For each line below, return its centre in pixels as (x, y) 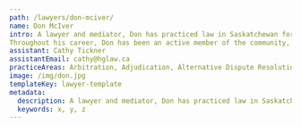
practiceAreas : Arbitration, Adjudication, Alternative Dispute (132, 68)
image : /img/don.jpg (48, 76)
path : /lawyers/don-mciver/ (62, 17)
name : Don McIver (42, 26)
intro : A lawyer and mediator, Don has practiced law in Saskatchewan (144, 34)
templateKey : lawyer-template (66, 84)
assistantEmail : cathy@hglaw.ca (69, 59)
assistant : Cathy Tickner (57, 51)
